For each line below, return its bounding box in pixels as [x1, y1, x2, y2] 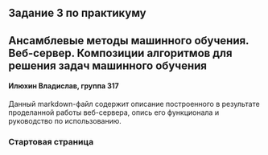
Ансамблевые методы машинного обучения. [8, 34, 249, 47]
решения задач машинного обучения [8, 59, 208, 72]
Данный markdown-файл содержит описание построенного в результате [8, 99, 260, 108]
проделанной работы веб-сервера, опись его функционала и [8, 108, 220, 117]
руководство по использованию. [8, 116, 122, 125]
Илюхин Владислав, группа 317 [8, 81, 119, 91]
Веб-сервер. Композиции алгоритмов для [8, 46, 233, 59]
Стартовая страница [8, 136, 94, 147]
